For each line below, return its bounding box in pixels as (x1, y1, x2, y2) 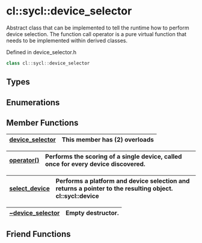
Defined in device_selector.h (6, 48, 77, 55)
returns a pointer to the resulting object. (55, 185, 173, 193)
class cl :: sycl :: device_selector (6, 60, 90, 66)
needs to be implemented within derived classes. (6, 37, 128, 44)
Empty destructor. (65, 209, 119, 217)
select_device (9, 185, 50, 193)
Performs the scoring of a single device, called (44, 152, 182, 161)
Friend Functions (6, 229, 71, 239)
